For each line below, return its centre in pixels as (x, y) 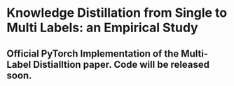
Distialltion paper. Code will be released (122, 64)
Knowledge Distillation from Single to (117, 13)
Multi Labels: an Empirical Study (102, 28)
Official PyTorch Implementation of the (93, 53)
